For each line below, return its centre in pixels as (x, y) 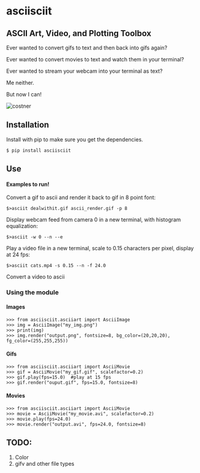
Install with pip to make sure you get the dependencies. (75, 139)
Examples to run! (28, 184)
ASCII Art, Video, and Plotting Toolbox (79, 33)
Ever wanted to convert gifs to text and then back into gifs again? (87, 48)
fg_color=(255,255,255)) (37, 341)
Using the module (32, 292)
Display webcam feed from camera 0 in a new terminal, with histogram (94, 220)
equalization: (22, 226)
